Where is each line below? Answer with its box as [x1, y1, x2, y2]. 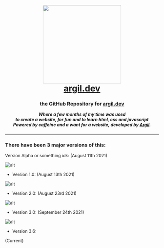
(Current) [5, 238, 24, 244]
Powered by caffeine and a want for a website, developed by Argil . [13, 122, 151, 128]
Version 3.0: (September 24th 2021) [12, 209, 84, 215]
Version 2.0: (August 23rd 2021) [12, 190, 77, 196]
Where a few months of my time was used [38, 111, 126, 117]
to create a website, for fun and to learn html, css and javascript [15, 117, 149, 123]
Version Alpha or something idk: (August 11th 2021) [5, 153, 107, 159]
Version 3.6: [12, 228, 37, 234]
